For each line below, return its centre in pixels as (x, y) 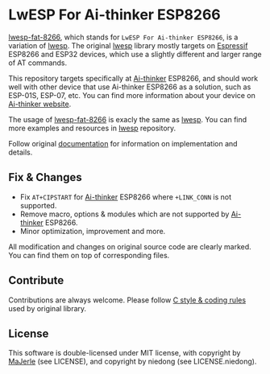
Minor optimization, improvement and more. (93, 231)
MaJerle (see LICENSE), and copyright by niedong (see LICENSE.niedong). (133, 362)
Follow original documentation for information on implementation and (123, 143)
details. (21, 152)
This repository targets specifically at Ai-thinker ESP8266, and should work (133, 78)
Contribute (36, 280)
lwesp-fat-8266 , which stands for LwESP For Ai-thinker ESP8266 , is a (123, 37)
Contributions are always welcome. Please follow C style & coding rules (127, 300)
